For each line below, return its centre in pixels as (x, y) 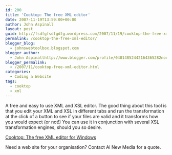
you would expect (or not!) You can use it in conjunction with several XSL (82, 122)
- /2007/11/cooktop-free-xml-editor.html (55, 67)
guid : (11, 34)
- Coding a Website (31, 77)
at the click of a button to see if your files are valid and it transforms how (82, 116)
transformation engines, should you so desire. (54, 127)
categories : (18, 72)
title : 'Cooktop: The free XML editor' (48, 15)
